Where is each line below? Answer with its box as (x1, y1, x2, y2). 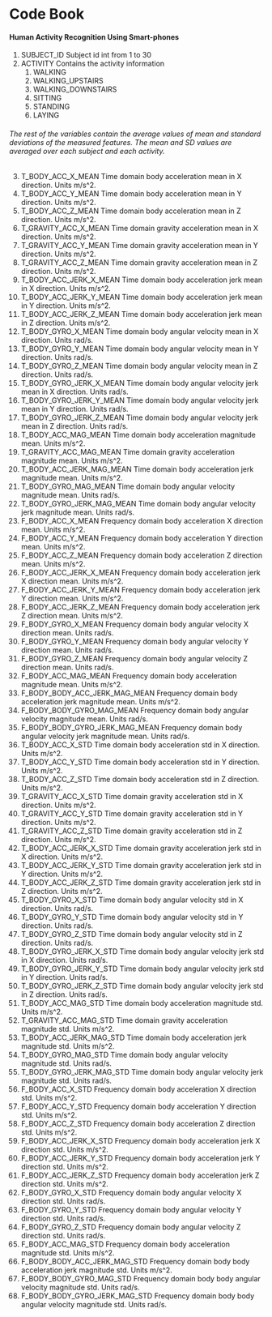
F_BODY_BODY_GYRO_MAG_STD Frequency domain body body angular (20, 1273, 261, 1283)
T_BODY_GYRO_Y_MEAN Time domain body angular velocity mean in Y (20, 344, 259, 353)
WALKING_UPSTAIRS (32, 76, 104, 86)
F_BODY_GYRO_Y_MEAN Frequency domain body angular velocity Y (20, 636, 249, 646)
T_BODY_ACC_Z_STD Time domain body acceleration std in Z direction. (20, 774, 260, 784)
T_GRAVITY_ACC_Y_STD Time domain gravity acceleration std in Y (20, 808, 244, 819)
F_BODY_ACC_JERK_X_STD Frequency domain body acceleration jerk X (20, 1135, 261, 1145)
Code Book (9, 5, 84, 24)
